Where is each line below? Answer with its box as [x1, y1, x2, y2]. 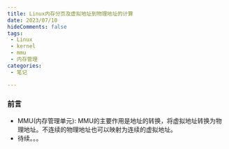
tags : [7, 29, 23, 37]
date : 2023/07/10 [7, 17, 58, 24]
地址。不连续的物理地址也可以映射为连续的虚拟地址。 [23, 125, 177, 134]
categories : [7, 62, 42, 69]
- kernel [10, 43, 36, 50]
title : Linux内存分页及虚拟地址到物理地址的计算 [7, 10, 134, 17]
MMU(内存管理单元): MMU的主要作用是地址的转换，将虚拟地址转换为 [17, 116, 216, 125]
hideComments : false [7, 23, 68, 30]
